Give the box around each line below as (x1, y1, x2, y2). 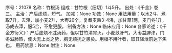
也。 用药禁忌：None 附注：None (5, 42, 76, 48)
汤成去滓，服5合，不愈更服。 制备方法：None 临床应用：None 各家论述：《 (5, 23, 162, 29)
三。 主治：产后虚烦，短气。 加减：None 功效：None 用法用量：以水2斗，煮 (5, 11, 166, 17)
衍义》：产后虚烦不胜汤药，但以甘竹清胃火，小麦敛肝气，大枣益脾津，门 (14, 30, 165, 35)
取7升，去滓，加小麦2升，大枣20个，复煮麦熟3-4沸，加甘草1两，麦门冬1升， (5, 17, 167, 23)
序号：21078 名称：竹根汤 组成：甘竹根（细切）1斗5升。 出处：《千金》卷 (5, 5, 159, 10)
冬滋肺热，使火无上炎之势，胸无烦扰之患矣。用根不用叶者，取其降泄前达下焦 (5, 36, 167, 42)
